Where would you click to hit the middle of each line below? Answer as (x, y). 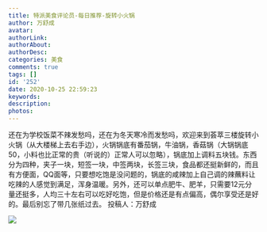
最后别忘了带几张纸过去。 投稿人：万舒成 (89, 204)
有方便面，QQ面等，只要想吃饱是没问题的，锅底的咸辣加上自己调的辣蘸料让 (132, 174)
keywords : (25, 97)
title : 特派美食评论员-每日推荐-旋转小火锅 (72, 15)
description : (30, 104)
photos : (21, 112)
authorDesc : (28, 52)
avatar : (21, 30)
